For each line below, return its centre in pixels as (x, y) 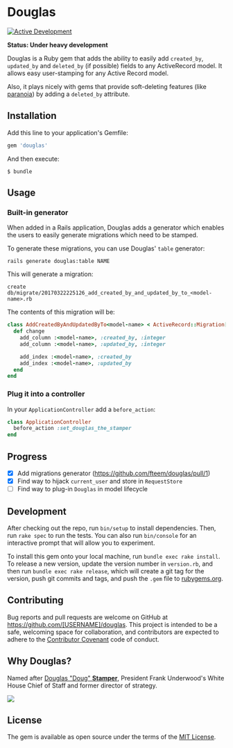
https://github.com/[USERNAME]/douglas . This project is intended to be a (112, 624)
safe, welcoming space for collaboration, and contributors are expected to (113, 632)
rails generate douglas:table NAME (59, 262)
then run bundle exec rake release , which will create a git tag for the (106, 571)
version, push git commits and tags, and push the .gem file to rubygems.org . (115, 579)
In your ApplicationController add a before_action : (81, 409)
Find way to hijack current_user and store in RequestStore (100, 482)
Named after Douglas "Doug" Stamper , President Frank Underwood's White (116, 678)
